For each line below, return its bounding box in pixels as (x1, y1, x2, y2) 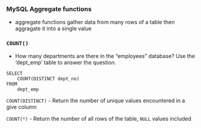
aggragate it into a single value (14, 25, 92, 32)
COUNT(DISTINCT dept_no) (17, 75, 80, 82)
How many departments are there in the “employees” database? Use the (14, 52, 195, 59)
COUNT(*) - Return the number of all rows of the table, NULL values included (6, 115, 192, 122)
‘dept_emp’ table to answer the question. (14, 59, 116, 66)
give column (6, 103, 37, 110)
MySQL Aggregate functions (6, 5, 92, 13)
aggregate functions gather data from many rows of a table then (14, 19, 175, 26)
